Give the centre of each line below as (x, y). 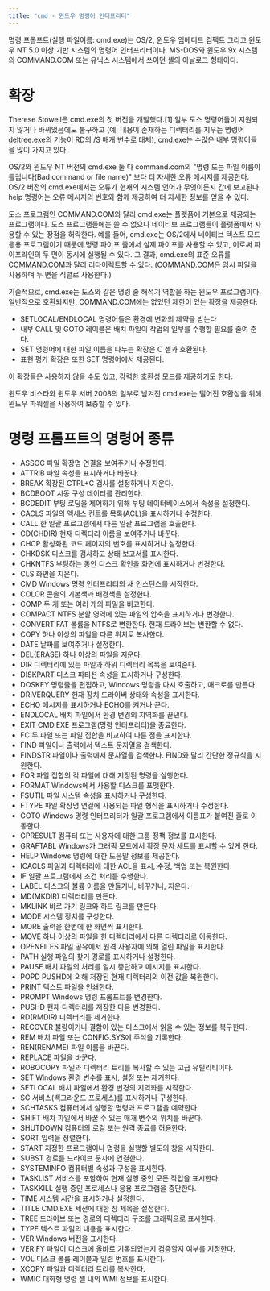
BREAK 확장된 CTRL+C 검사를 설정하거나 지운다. (96, 483)
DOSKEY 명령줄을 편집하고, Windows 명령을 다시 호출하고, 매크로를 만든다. (138, 684)
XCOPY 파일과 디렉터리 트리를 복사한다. (83, 1268)
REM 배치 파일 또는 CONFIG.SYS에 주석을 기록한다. (101, 1037)
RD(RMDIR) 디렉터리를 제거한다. (71, 1017)
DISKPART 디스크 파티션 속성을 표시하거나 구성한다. (101, 675)
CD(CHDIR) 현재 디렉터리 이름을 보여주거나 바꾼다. (100, 533)
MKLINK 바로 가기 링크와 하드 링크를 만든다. (89, 906)
